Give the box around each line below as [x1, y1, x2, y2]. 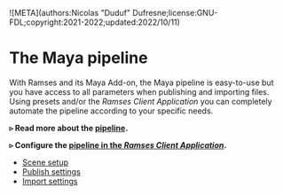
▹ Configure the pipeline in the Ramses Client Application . [9, 139, 227, 150]
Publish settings [21, 166, 82, 176]
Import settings [21, 175, 78, 186]
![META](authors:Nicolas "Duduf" [9, 8, 131, 18]
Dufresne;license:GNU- [132, 8, 218, 18]
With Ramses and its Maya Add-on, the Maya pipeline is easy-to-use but [9, 77, 274, 88]
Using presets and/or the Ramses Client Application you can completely [9, 96, 272, 106]
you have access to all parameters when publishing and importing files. [9, 86, 270, 97]
